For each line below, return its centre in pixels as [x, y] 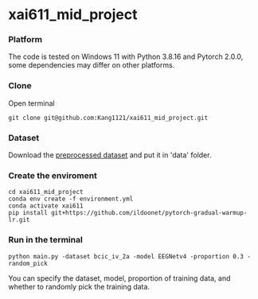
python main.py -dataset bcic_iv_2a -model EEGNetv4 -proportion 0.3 [126, 256]
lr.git [19, 220]
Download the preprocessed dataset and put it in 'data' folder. [110, 155]
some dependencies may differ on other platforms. [92, 65]
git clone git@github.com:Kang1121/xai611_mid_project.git [108, 118]
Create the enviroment [53, 175]
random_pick [28, 263]
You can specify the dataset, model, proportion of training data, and [119, 278]
